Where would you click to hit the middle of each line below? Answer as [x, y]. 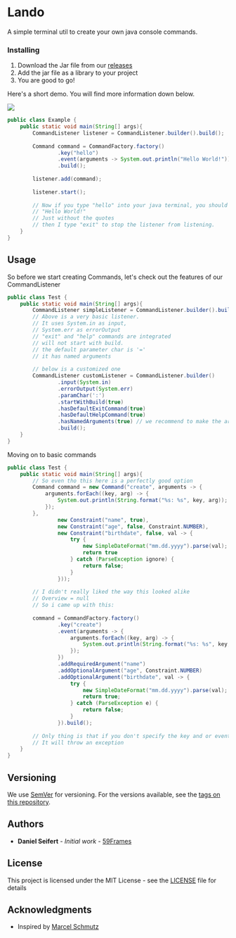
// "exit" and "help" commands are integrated [102, 336]
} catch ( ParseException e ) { [114, 703]
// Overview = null [61, 599]
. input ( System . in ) [84, 382]
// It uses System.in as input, [80, 324]
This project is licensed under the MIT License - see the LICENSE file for [112, 880]
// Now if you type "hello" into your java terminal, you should [130, 205]
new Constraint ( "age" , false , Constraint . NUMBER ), [133, 526]
